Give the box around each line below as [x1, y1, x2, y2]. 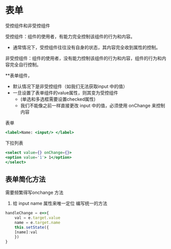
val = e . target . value [14, 215, 60, 220]
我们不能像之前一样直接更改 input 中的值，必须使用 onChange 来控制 [20, 102, 165, 108]
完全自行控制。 [9, 61, 41, 67]
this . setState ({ [14, 224, 50, 230]
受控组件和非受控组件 [5, 22, 50, 29]
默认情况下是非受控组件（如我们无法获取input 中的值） [12, 83, 128, 89]
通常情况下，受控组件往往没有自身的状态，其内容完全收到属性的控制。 [12, 44, 161, 50]
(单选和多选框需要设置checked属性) [20, 96, 96, 102]
